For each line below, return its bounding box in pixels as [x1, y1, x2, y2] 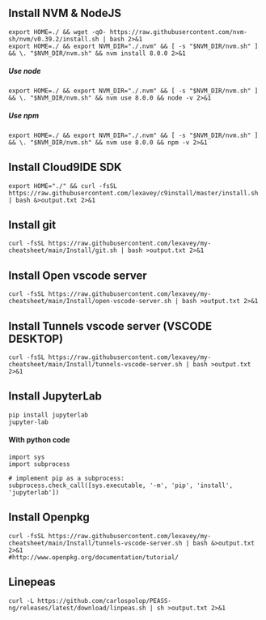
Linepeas [8, 575, 57, 589]
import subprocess [8, 460, 70, 468]
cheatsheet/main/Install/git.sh [8, 246, 117, 254]
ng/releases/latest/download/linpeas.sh [8, 604, 147, 612]
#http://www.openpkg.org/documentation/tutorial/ [8, 553, 179, 562]
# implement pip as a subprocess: [8, 474, 125, 483]
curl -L [8, 596, 35, 605]
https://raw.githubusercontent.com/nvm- [109, 28, 248, 36]
